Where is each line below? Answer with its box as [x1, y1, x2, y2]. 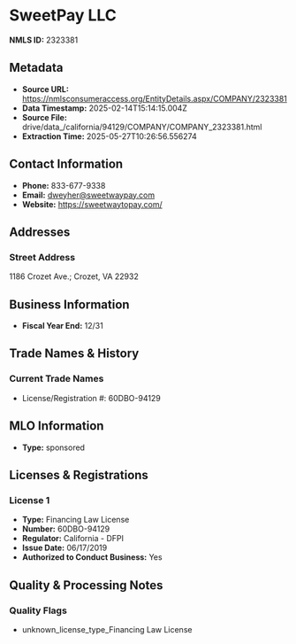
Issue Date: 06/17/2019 [21, 542, 108, 554]
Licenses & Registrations [9, 467, 148, 483]
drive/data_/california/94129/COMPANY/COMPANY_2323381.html [21, 121, 262, 132]
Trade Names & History [9, 346, 140, 361]
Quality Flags [9, 604, 68, 617]
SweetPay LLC [9, 5, 118, 26]
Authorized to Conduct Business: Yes [21, 552, 163, 563]
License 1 [9, 493, 50, 506]
